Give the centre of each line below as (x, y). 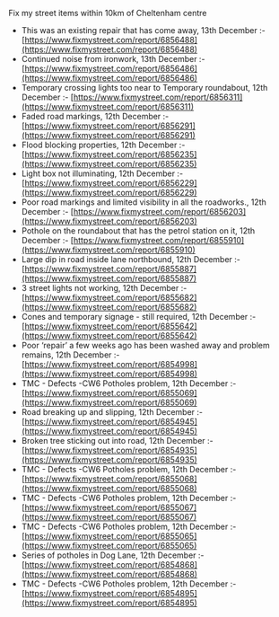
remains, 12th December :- (70, 355)
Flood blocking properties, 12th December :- (103, 145)
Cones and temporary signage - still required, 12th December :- (139, 317)
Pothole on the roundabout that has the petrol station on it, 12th (138, 231)
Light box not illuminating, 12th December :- (102, 173)
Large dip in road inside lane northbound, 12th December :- (131, 259)
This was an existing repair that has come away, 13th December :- (143, 30)
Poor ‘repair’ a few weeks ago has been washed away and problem (145, 345)
